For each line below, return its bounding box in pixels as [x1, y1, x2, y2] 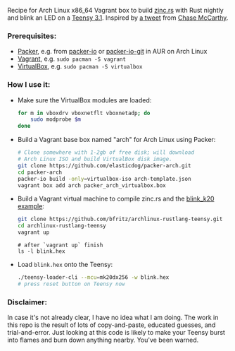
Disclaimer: [7, 297, 48, 307]
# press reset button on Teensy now [17, 280, 125, 287]
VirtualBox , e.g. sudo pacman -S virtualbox [17, 62, 143, 71]
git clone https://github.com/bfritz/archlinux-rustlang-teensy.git [17, 215, 223, 223]
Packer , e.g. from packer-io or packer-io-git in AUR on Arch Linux [17, 47, 208, 56]
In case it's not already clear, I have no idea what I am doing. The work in [7, 314, 219, 322]
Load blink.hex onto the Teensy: [17, 261, 113, 269]
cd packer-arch [17, 169, 63, 176]
